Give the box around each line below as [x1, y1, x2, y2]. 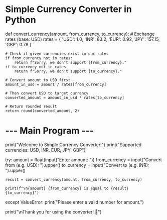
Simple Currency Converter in [5, 4, 132, 15]
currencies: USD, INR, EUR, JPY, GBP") [5, 147, 86, 153]
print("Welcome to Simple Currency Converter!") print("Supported [5, 142, 142, 148]
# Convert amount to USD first [5, 77, 71, 82]
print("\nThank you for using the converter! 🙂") [5, 208, 102, 214]
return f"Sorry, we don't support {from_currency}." [14, 60, 127, 65]
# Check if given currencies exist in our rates [5, 51, 109, 56]
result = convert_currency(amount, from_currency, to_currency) [5, 177, 142, 182]
